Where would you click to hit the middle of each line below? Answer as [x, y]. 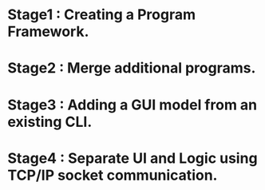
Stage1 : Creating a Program [102, 15]
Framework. [48, 32]
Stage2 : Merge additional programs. [132, 68]
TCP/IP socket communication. [113, 175]
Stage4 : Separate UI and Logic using [132, 158]
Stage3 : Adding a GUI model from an [132, 105]
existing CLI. [50, 122]
